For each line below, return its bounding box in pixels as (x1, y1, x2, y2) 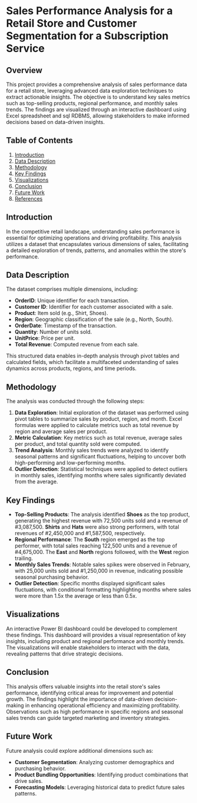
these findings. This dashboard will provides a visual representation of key (6, 631, 186, 638)
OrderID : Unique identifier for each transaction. (14, 297, 130, 304)
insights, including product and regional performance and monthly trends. (6, 637, 185, 644)
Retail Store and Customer (6, 17, 137, 30)
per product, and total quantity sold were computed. (14, 441, 141, 448)
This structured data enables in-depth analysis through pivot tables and (6, 352, 179, 359)
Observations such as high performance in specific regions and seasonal (6, 708, 183, 715)
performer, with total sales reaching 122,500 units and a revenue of (14, 542, 178, 549)
